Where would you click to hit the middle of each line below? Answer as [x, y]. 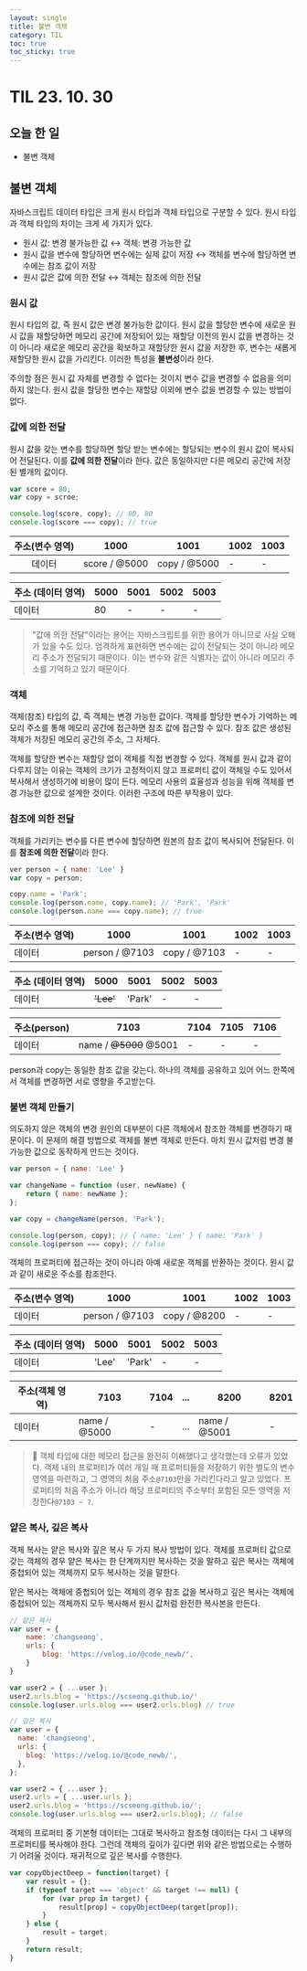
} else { [42, 1924]
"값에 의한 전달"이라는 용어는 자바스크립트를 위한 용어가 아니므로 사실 [155, 635]
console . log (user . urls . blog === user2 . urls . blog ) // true [122, 1705]
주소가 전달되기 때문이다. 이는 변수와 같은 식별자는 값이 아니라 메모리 [164, 658]
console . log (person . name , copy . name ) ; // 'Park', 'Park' [120, 903]
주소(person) [42, 1028]
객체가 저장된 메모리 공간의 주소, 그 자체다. [85, 739]
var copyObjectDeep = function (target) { [90, 1873]
